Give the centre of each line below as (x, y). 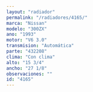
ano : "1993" (21, 34)
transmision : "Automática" (40, 46)
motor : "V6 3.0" (27, 40)
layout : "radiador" (31, 12)
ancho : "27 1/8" (27, 68)
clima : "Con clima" (31, 57)
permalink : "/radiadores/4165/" (47, 18)
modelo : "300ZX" (27, 29)
